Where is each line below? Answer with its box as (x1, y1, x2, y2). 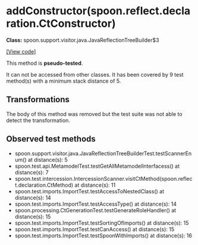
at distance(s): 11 (74, 181, 116, 189)
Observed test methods (6, 134, 96, 144)
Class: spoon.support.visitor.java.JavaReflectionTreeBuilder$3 (6, 36, 159, 43)
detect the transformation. (6, 117, 70, 124)
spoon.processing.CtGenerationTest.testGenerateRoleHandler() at (14, 206, 177, 213)
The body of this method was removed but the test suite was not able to (6, 110, 183, 117)
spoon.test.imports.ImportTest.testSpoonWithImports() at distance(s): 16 (14, 232, 192, 239)
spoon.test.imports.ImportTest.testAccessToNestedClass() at (14, 187, 165, 194)
